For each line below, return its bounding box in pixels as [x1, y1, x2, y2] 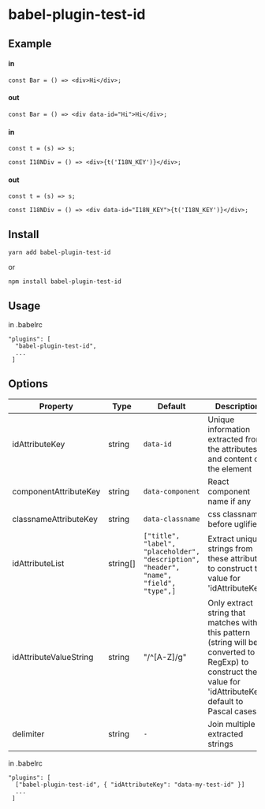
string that [207, 607, 246, 618]
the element [207, 463, 252, 474]
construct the [207, 666, 258, 677]
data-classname [143, 514, 200, 524]
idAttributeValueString [12, 651, 94, 662]
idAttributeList [12, 557, 65, 569]
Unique [207, 414, 235, 425]
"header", [143, 562, 180, 572]
